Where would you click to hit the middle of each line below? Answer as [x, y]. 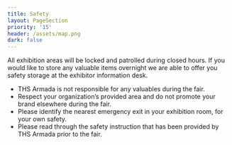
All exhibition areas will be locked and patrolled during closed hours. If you [116, 60]
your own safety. [42, 119]
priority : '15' [30, 27]
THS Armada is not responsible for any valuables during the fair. [111, 89]
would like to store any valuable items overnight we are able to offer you [112, 68]
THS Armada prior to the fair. [60, 134]
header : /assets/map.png [44, 34]
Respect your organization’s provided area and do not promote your [116, 97]
